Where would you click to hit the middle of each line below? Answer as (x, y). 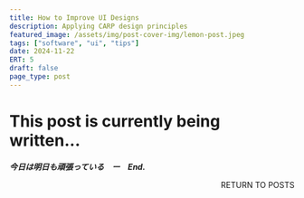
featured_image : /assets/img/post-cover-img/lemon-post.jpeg (127, 34)
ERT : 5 (22, 60)
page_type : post (40, 77)
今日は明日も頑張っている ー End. (78, 166)
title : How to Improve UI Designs (75, 18)
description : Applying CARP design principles (99, 26)
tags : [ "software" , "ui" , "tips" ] (75, 43)
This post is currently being (115, 121)
